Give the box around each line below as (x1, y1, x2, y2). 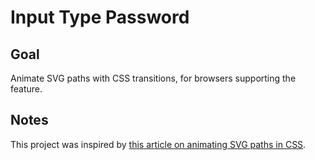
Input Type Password (10, 6, 190, 29)
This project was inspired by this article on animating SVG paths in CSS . (10, 138, 307, 150)
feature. (10, 83, 43, 95)
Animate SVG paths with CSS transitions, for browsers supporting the (10, 72, 297, 84)
